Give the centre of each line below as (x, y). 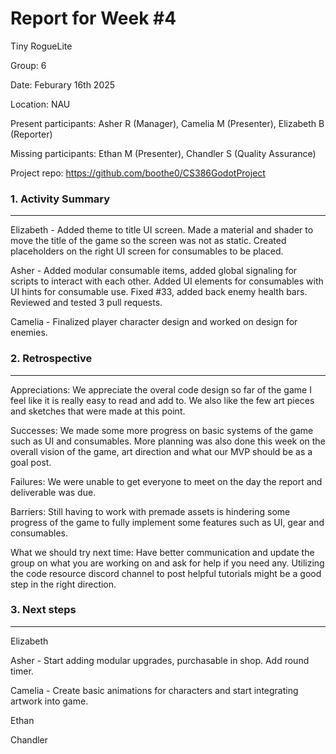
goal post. (31, 462)
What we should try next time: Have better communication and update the (162, 552)
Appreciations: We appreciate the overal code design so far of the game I (161, 389)
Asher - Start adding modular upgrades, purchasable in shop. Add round (160, 660)
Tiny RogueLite (41, 46)
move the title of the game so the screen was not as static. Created (148, 241)
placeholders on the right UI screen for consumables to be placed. (147, 251)
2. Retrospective (51, 359)
